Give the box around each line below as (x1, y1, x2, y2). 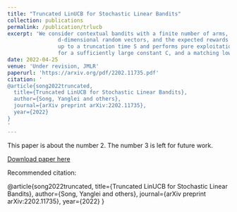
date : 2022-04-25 (7, 56, 59, 63)
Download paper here (7, 154, 71, 163)
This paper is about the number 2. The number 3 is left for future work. (7, 141, 213, 149)
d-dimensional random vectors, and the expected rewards (57, 37, 229, 44)
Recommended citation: (7, 168, 77, 177)
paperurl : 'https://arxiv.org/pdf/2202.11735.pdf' (7, 69, 159, 76)
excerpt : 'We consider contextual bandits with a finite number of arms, (7, 30, 229, 37)
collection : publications (7, 17, 83, 24)
